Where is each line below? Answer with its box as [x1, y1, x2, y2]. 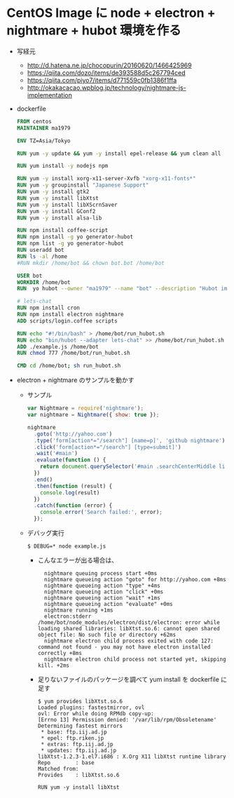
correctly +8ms [37, 650, 82, 657]
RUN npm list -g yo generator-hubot [16, 240, 124, 248]
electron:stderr [43, 613, 92, 620]
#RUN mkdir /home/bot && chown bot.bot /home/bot [16, 259, 165, 266]
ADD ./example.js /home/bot [16, 343, 99, 350]
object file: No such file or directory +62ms [37, 631, 177, 639]
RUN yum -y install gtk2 [16, 189, 90, 196]
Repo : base [37, 759, 95, 766]
